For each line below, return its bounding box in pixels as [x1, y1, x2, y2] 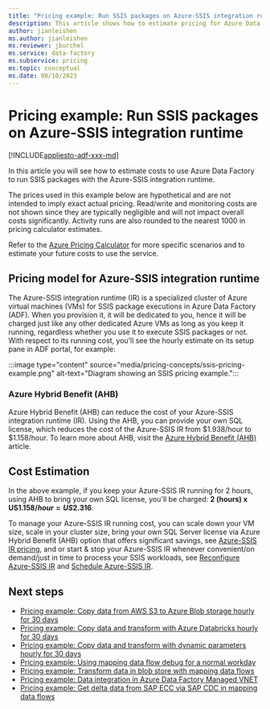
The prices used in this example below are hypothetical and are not [8, 190, 231, 200]
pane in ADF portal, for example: [8, 344, 116, 354]
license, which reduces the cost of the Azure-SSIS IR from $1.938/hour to [8, 424, 252, 433]
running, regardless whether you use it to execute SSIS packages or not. [8, 327, 248, 337]
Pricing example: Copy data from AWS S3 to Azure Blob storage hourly [19, 606, 255, 616]
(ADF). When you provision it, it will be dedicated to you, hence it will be [8, 310, 247, 320]
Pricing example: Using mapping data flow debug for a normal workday [19, 657, 256, 667]
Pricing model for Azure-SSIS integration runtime [8, 272, 260, 285]
